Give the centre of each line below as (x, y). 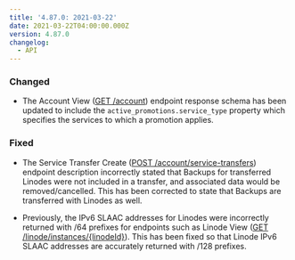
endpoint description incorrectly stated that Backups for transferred (147, 172)
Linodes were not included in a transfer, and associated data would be (151, 181)
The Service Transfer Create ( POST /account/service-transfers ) (139, 162)
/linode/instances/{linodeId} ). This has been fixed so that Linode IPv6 (150, 236)
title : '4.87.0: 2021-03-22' (63, 17)
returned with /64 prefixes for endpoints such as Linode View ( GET (145, 227)
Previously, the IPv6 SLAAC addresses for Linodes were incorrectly (145, 217)
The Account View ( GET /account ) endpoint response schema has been (154, 101)
